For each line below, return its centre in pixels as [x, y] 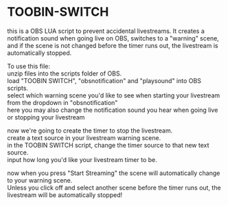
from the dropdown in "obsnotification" [62, 102]
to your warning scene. [40, 180]
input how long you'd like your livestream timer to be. [82, 159]
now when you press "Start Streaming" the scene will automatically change [114, 173]
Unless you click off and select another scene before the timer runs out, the [114, 187]
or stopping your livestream [46, 117]
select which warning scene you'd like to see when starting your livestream [114, 95]
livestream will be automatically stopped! [65, 195]
